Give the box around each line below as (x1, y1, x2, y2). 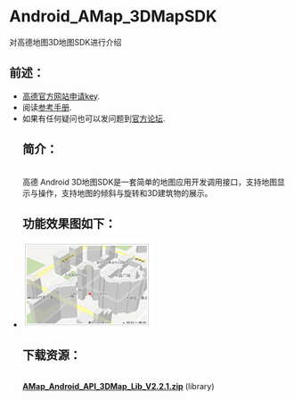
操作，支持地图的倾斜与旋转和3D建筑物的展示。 (37, 187, 213, 198)
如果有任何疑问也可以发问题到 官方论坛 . (21, 113, 166, 124)
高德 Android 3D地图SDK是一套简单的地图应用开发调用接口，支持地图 (21, 176, 278, 187)
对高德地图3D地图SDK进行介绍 (9, 37, 122, 47)
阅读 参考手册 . (21, 102, 72, 112)
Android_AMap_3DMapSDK (9, 6, 217, 27)
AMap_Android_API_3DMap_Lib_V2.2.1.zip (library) (21, 381, 216, 392)
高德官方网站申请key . (21, 91, 101, 102)
